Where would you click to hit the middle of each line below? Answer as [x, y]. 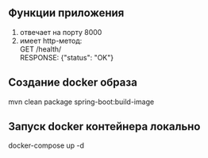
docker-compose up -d [46, 145]
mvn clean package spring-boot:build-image [81, 102]
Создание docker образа [73, 83]
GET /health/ [40, 49]
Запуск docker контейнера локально [104, 127]
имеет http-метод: [51, 40]
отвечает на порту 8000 [61, 32]
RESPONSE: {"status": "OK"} [67, 57]
